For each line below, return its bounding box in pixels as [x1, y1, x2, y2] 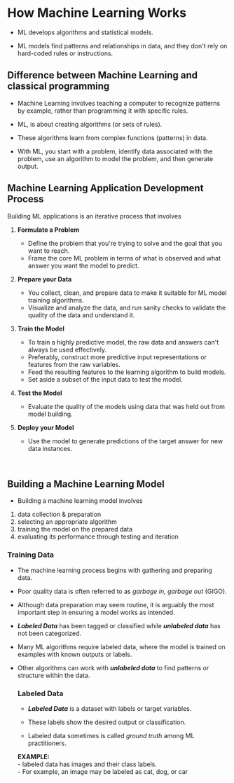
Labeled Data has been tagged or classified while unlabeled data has [17, 621, 221, 630]
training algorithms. [27, 296, 84, 304]
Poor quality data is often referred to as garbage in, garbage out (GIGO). [17, 587, 227, 595]
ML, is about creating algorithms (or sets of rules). [17, 120, 163, 128]
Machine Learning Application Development [7, 182, 204, 194]
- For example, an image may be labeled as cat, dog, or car [17, 767, 188, 775]
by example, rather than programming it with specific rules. [17, 106, 188, 115]
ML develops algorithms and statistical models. [17, 28, 154, 36]
